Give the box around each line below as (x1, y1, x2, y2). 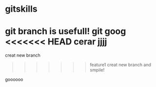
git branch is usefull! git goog (5, 26, 126, 37)
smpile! (90, 67, 105, 73)
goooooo (5, 77, 23, 83)
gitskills (5, 3, 38, 15)
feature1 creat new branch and (90, 62, 151, 68)
